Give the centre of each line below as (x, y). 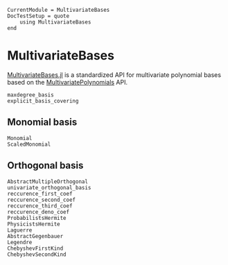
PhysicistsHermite (34, 224)
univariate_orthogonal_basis (49, 187)
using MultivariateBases (55, 22)
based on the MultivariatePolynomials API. (68, 82)
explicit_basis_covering (43, 101)
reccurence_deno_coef (38, 212)
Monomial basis (42, 122)
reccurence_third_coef (40, 206)
